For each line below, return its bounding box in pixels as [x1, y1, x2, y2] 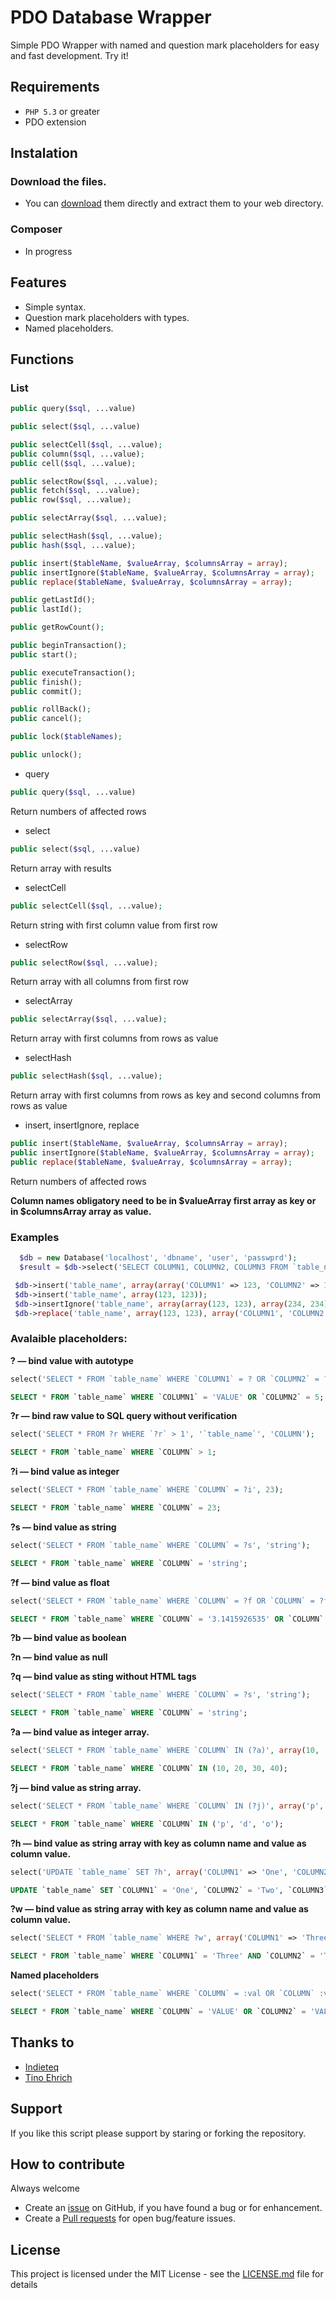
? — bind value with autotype [10, 1354, 134, 1366]
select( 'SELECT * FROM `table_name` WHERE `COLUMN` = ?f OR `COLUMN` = [10, 1596, 315, 1606]
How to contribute [10, 2156, 126, 2173]
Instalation [10, 145, 78, 162]
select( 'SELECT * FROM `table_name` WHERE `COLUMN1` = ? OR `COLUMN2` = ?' [10, 1374, 333, 1384]
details [10, 2279, 38, 2291]
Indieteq [24, 2061, 60, 2073]
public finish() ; [10, 677, 83, 687]
